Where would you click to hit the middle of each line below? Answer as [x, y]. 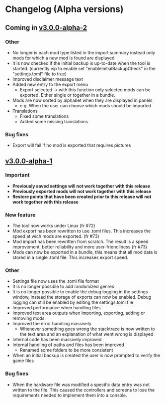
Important [17, 175]
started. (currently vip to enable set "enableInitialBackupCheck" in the [84, 68]
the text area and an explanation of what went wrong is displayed [86, 334]
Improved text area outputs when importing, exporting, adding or [79, 313]
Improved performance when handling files [56, 308]
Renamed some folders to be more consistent [66, 350]
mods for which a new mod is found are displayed [63, 58]
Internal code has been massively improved [57, 340]
